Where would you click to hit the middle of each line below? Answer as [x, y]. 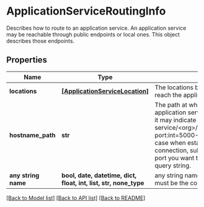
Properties [27, 60]
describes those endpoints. [40, 41]
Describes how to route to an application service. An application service [96, 28]
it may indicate [175, 120]
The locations [174, 87]
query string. [173, 165]
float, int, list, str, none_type [103, 183]
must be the [172, 183]
